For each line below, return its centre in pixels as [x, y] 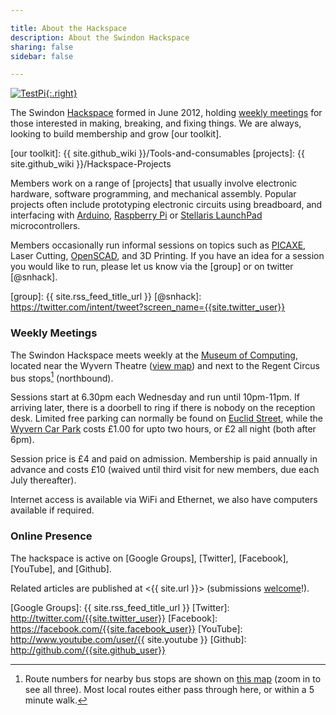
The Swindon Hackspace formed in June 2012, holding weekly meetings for [166, 113]
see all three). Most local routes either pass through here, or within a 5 [169, 689]
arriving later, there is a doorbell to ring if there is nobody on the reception [163, 408]
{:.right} [61, 93]
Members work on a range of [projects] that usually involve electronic [154, 183]
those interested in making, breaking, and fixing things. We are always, [156, 123]
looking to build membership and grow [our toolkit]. [116, 134]
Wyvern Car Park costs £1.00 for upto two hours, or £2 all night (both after [163, 429]
